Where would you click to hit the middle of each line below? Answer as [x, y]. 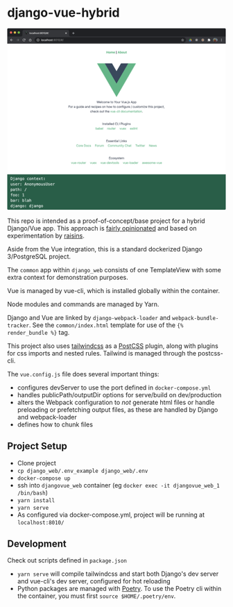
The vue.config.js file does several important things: [83, 374]
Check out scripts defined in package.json [67, 560]
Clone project [37, 463]
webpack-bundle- [196, 318]
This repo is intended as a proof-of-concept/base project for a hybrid [106, 221]
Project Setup [37, 446]
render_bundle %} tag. [38, 332]
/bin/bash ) [33, 492]
